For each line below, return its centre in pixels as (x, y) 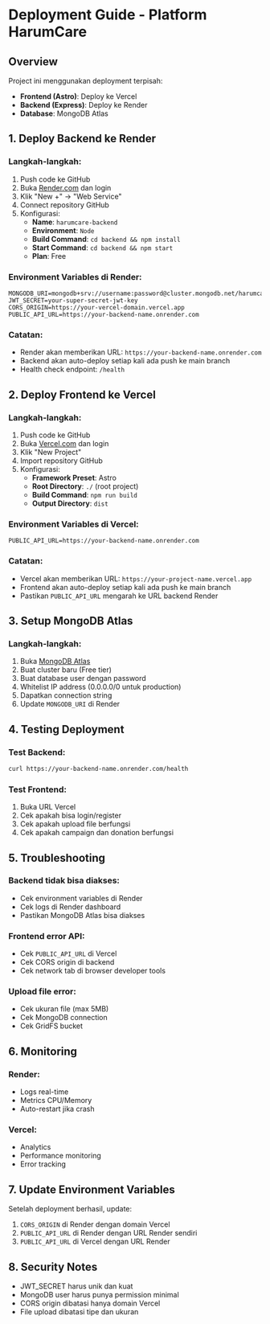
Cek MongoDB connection (64, 1018)
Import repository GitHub (61, 461)
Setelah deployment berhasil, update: (70, 1209)
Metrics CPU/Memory (56, 1101)
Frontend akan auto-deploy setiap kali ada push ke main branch (125, 587)
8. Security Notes (53, 1267)
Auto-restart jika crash (57, 1109)
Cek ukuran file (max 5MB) (64, 1009)
